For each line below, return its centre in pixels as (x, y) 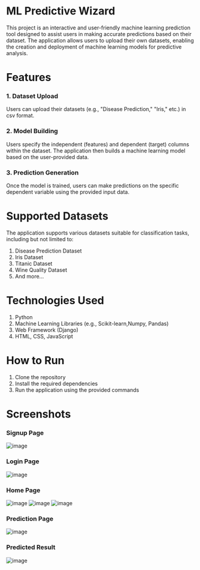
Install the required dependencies (56, 383)
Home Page (23, 490)
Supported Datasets (57, 216)
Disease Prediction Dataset (48, 251)
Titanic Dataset (34, 263)
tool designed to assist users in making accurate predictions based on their (99, 34)
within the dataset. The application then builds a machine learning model (96, 151)
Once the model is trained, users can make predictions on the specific (93, 186)
